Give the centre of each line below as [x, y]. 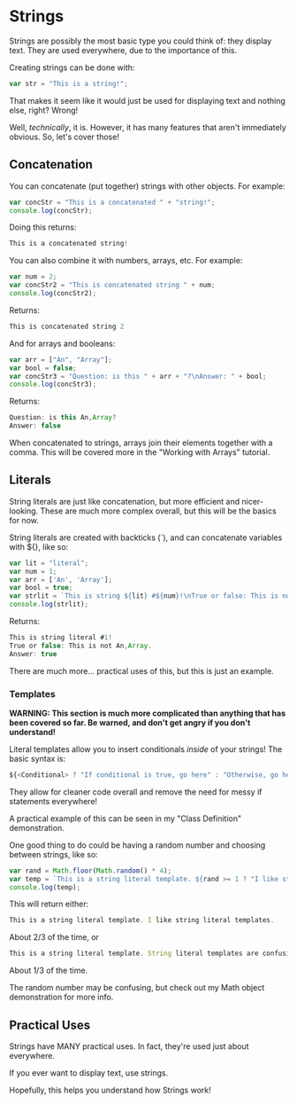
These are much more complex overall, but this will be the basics [158, 511]
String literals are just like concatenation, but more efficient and [125, 501]
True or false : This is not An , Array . [80, 646]
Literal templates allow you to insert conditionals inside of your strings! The [146, 749]
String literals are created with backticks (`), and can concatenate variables [146, 537]
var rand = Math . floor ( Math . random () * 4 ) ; [91, 871]
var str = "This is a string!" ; [69, 83]
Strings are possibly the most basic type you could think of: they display [141, 41]
